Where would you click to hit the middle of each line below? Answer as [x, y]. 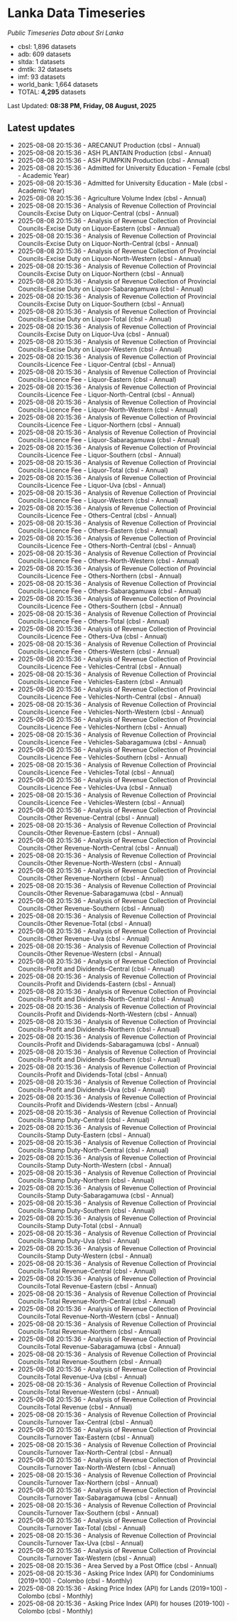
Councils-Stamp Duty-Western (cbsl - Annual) [85, 1256]
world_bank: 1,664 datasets [58, 84]
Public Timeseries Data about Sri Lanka [66, 33]
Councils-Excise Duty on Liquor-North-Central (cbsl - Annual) [108, 243]
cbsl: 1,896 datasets [47, 46]
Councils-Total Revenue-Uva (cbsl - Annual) [82, 1377]
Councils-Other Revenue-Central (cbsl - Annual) [88, 817]
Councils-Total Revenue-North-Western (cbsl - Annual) [98, 1316]
